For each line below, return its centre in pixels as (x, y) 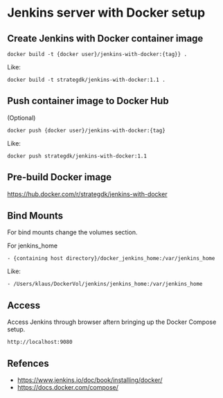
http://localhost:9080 (40, 342)
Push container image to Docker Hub (88, 101)
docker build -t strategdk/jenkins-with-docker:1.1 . (87, 80)
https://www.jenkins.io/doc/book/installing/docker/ (90, 380)
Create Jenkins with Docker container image (105, 38)
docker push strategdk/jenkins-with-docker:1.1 (77, 156)
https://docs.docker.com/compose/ (68, 388)
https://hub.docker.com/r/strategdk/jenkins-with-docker (87, 194)
